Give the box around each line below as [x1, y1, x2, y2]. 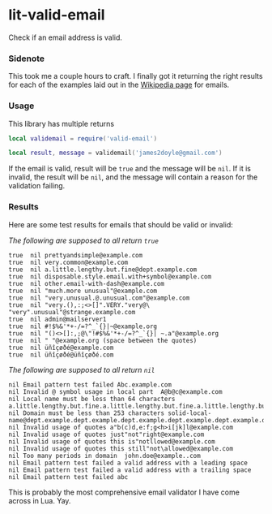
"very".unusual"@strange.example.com [8, 308, 136, 316]
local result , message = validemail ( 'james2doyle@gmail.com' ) [8, 149, 223, 158]
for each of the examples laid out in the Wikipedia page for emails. [8, 80, 230, 90]
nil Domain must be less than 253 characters [8, 408, 164, 417]
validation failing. [8, 181, 66, 191]
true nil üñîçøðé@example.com [8, 343, 114, 352]
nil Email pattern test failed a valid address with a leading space [8, 459, 249, 467]
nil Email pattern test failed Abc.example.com [8, 380, 172, 389]
